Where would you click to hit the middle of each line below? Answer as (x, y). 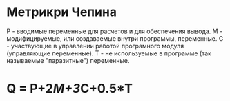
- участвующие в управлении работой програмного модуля (95, 46)
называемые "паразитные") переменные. (68, 60)
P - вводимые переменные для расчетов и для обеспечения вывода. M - (115, 31)
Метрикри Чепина (62, 12)
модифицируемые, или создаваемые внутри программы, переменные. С (115, 38)
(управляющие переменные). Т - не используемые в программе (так (109, 53)
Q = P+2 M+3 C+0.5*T (69, 89)
